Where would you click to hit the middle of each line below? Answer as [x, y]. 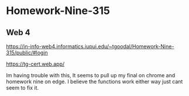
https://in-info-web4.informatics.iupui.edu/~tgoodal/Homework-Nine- [90, 46]
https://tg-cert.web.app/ [35, 64]
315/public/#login [27, 53]
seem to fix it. [23, 88]
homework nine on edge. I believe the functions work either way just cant [94, 81]
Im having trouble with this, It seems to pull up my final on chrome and [91, 75]
